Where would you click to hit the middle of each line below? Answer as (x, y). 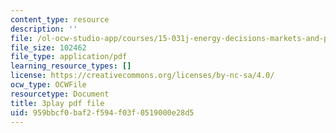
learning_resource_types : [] (71, 66)
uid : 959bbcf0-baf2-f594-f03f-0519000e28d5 (102, 112)
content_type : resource (60, 19)
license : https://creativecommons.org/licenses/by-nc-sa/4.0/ (142, 76)
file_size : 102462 (48, 47)
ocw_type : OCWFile (48, 85)
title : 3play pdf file (57, 103)
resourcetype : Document (60, 94)
